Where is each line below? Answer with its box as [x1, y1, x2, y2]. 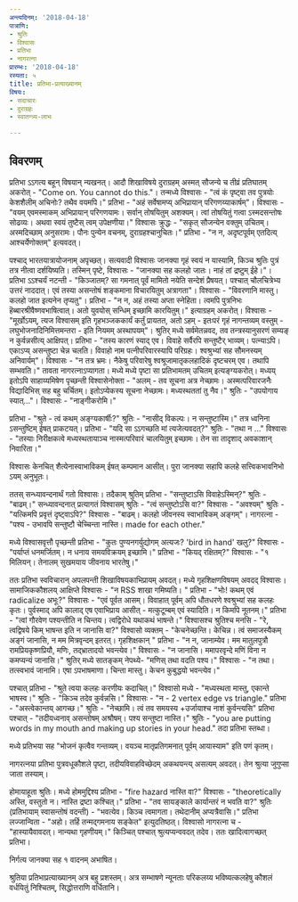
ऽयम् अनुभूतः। [9, 471, 49, 481]
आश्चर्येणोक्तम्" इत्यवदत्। [9, 237, 82, 248]
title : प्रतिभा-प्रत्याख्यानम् [9, 79, 82, 88]
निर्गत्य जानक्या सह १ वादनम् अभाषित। [9, 854, 118, 865]
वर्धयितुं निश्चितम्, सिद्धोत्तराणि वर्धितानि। [9, 881, 120, 892]
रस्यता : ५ [9, 71, 37, 80]
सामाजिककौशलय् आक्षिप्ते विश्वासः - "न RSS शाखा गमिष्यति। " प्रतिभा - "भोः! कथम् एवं [9, 585, 254, 595]
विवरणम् [9, 153, 43, 168]
